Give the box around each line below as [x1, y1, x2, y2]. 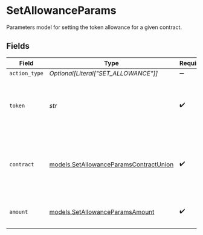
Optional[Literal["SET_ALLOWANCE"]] [49, 69, 158, 77]
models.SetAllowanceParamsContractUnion [49, 160, 174, 169]
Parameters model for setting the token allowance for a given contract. [6, 23, 182, 31]
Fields [6, 41, 30, 51]
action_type [9, 70, 44, 77]
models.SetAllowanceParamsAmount [49, 207, 155, 216]
